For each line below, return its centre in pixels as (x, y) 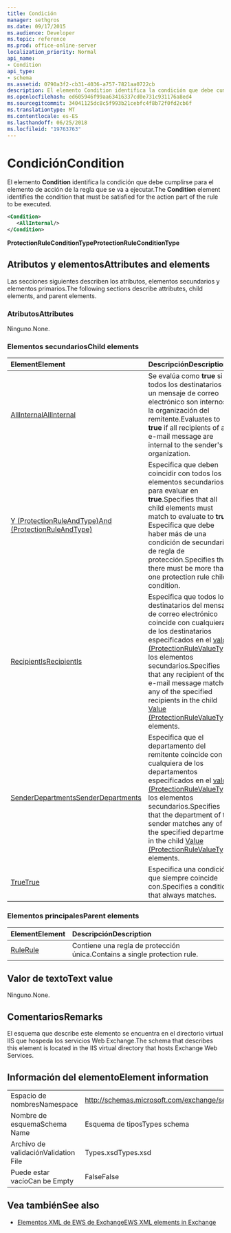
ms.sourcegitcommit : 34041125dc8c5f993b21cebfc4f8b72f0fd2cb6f (100, 103)
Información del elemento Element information (108, 1077)
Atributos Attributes (41, 313)
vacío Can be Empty (42, 1181)
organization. (169, 454)
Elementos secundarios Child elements (73, 346)
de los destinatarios (180, 631)
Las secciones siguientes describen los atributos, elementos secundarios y (113, 281)
